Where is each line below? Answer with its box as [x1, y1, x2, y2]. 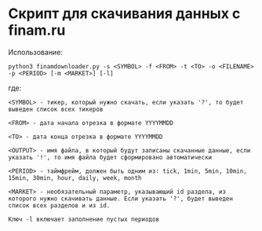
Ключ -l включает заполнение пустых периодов [8, 215, 159, 223]
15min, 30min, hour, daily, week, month [8, 174, 143, 181]
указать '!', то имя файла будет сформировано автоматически [8, 153, 213, 161]
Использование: [8, 47, 63, 57]
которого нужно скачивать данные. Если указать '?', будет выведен [8, 194, 234, 203]
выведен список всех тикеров [8, 105, 104, 113]
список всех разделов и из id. [8, 201, 111, 209]
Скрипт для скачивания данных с [8, 5, 241, 23]
